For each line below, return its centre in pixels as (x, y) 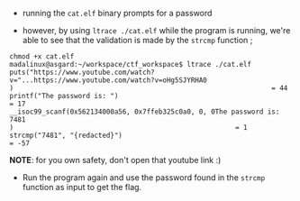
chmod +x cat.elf (42, 57)
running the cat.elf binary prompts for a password (117, 13)
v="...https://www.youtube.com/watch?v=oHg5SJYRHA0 (108, 80)
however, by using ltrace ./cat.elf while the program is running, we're (156, 30)
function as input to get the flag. (82, 187)
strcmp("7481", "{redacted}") (66, 135)
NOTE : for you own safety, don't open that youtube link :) (115, 160)
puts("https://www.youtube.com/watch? (82, 72)
